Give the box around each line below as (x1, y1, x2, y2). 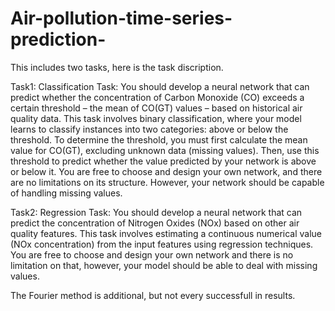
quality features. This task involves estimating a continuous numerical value (10, 227, 323, 239)
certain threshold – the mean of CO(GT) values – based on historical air (10, 102, 303, 114)
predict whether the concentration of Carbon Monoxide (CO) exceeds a (10, 91, 305, 103)
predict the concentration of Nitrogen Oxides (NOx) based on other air (10, 217, 300, 229)
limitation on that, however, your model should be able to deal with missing (10, 259, 318, 271)
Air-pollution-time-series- (10, 7, 233, 30)
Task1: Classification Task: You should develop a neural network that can (10, 80, 310, 92)
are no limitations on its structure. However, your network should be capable (10, 176, 325, 188)
